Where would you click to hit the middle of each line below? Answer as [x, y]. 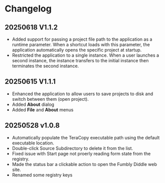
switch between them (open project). [50, 99]
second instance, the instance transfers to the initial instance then [80, 60]
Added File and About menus [43, 110]
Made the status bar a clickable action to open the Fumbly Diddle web [84, 164]
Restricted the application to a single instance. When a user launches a [86, 55]
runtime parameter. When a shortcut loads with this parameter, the [81, 45]
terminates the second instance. [45, 66]
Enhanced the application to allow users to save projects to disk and [82, 94]
